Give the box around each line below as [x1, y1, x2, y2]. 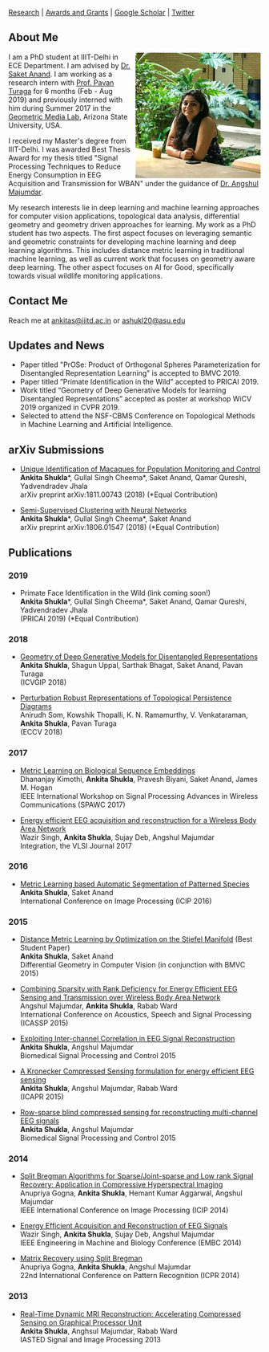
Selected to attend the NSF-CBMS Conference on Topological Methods [19, 411, 255, 421]
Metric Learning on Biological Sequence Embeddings [19, 765, 196, 775]
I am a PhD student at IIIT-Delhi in [8, 52, 118, 62]
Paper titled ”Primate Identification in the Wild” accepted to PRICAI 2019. [19, 377, 259, 387]
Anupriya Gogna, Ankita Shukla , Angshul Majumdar [19, 1262, 191, 1272]
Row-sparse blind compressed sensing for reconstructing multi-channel [19, 1108, 259, 1118]
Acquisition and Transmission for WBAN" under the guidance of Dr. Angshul [8, 178, 259, 188]
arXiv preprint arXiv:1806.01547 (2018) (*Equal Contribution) [19, 523, 220, 532]
